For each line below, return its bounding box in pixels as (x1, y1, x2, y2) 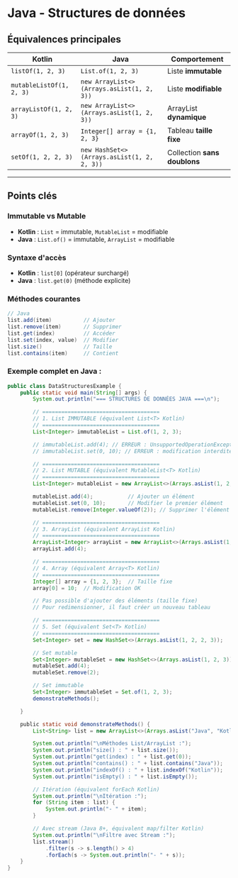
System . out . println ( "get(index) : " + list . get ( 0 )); (33, 753, 192, 760)
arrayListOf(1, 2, (11, 105, 73, 113)
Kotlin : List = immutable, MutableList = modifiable (17, 227, 169, 235)
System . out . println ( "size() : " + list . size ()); (33, 747, 179, 754)
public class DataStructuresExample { (7, 382, 122, 389)
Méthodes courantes (7, 294, 81, 304)
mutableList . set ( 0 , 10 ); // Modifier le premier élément (33, 499, 223, 506)
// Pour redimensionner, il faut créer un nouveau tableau (33, 604, 211, 611)
